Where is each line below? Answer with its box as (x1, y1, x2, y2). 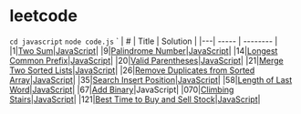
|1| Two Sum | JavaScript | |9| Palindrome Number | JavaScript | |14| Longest (9, 45, 278, 56)
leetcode (9, 5, 78, 26)
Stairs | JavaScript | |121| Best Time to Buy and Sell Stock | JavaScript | (9, 93, 261, 105)
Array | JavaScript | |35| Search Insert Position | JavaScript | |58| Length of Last (9, 74, 293, 85)
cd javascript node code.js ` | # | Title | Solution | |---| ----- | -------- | (9, 36, 278, 47)
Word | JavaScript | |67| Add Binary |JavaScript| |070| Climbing (9, 84, 234, 95)
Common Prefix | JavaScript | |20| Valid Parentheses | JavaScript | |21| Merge (9, 55, 285, 66)
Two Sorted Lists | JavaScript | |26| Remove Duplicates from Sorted (9, 65, 255, 76)
